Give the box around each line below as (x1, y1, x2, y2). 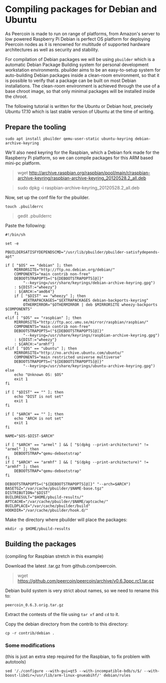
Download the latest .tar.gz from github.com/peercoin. (5, 562, 117, 568)
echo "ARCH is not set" (14, 416, 64, 421)
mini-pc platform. (5, 160, 41, 166)
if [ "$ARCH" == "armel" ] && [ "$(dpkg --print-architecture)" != (5, 442, 149, 447)
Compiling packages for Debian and (5, 3, 157, 15)
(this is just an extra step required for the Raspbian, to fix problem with (5, 653, 150, 659)
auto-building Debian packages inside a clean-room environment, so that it (5, 72, 159, 78)
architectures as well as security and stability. (5, 46, 99, 52)
